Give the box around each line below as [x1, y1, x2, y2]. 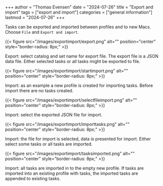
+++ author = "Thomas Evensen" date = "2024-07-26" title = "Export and [5, 4, 154, 10]
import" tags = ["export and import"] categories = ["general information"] [5, 9, 153, 15]
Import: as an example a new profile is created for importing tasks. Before [5, 83, 153, 88]
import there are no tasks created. [5, 88, 74, 93]
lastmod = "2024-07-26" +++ [5, 15, 65, 20]
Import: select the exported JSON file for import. [5, 112, 102, 118]
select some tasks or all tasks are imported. [5, 141, 93, 147]
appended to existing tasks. [5, 176, 61, 181]
